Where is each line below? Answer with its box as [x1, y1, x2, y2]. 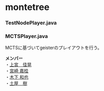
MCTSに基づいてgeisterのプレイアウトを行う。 [5, 44, 102, 51]
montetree [5, 1, 50, 13]
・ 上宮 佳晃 [5, 61, 31, 67]
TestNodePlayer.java [5, 19, 57, 26]
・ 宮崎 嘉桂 [5, 68, 28, 74]
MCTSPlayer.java [5, 33, 48, 40]
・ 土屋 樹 [5, 80, 27, 86]
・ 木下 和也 [5, 74, 28, 80]
